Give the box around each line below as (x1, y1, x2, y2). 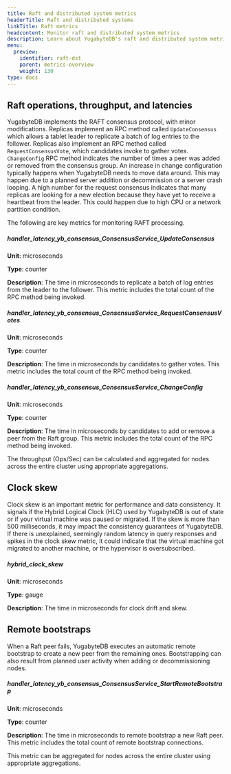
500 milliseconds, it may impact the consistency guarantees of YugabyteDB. (7, 522, 223, 530)
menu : (7, 42, 23, 49)
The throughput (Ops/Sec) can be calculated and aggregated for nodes (7, 455, 210, 463)
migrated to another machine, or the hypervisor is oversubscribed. (7, 544, 195, 552)
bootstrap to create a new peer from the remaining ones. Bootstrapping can (7, 649, 221, 657)
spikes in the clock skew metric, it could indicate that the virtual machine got (7, 537, 224, 545)
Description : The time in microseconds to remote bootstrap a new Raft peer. (7, 731, 223, 739)
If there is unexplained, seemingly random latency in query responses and (7, 529, 217, 538)
